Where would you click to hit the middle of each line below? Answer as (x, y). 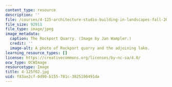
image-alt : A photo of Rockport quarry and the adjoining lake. (80, 48)
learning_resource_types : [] (36, 53)
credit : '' (21, 43)
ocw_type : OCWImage (26, 62)
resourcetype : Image (27, 67)
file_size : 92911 (24, 24)
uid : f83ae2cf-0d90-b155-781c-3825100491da (52, 77)
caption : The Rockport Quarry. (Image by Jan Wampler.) (71, 39)
